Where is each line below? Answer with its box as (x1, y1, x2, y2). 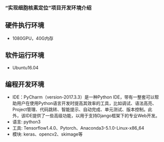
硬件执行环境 (5, 21, 44, 30)
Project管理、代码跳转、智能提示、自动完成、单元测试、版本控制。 (12, 106, 148, 112)
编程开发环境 (5, 80, 44, 89)
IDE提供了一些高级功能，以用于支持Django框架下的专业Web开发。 (25, 113, 160, 119)
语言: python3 (12, 119, 41, 125)
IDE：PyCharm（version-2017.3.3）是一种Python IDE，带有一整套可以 (12, 94, 155, 100)
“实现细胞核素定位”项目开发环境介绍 (5, 4, 92, 11)
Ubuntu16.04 (12, 64, 39, 70)
